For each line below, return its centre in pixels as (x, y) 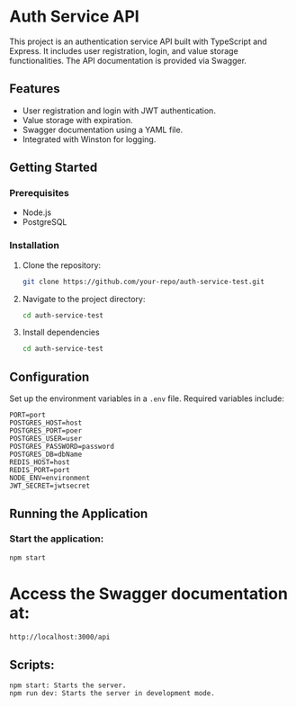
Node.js (37, 212)
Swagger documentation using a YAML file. (103, 130)
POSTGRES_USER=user (46, 439)
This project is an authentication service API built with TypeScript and (138, 41)
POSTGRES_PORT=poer (46, 431)
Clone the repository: (62, 265)
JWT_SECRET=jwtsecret (50, 486)
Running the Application (79, 513)
